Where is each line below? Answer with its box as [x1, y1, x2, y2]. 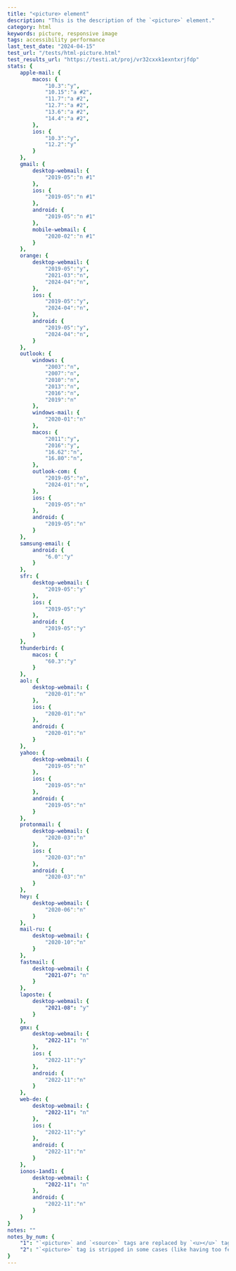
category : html [7, 23, 52, 30]
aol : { [20, 677, 39, 684]
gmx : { [20, 1024, 39, 1031]
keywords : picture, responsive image [7, 30, 118, 37]
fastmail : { [20, 958, 55, 966]
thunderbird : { [20, 644, 65, 651]
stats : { [7, 63, 33, 70]
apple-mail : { [20, 69, 61, 76]
